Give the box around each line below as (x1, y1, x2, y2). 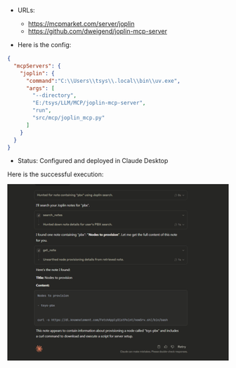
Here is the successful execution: (7, 170, 104, 178)
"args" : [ (25, 84, 55, 92)
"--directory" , (32, 92, 77, 99)
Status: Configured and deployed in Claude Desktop (17, 157, 169, 165)
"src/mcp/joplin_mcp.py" (32, 114, 105, 121)
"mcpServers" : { (13, 63, 61, 70)
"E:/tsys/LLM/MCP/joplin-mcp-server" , (32, 100, 146, 107)
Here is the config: (17, 41, 72, 48)
